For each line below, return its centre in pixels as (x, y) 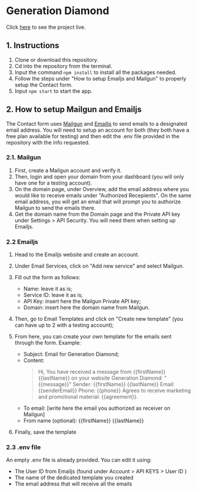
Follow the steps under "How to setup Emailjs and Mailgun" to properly (100, 78)
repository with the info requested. (48, 142)
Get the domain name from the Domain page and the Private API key (97, 214)
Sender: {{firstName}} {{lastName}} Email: (124, 384)
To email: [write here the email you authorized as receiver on (97, 408)
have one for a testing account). (53, 183)
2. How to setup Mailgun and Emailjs (74, 110)
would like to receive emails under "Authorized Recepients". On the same (103, 195)
